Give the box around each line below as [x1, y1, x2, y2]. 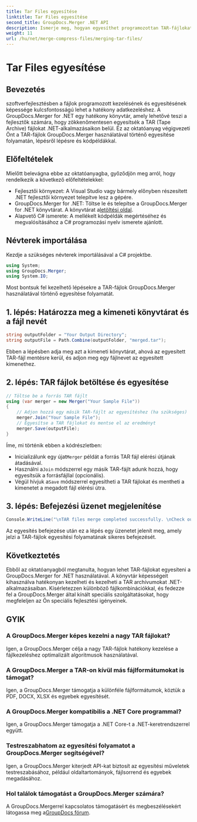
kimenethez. [6, 360, 36, 367]
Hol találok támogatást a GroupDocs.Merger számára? [6, 789, 164, 797]
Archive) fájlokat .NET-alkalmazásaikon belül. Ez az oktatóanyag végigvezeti [6, 125, 191, 132]
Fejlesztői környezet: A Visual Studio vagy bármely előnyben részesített [14, 187, 188, 194]
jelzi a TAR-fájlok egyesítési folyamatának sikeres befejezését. [6, 534, 157, 541]
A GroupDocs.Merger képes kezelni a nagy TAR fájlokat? [6, 631, 171, 640]
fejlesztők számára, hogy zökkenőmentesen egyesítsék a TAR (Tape [6, 118, 171, 125]
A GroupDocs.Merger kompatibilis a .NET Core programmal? [6, 708, 182, 716]
